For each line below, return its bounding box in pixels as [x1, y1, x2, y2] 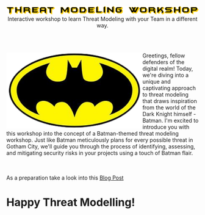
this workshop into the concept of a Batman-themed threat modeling [6, 129, 179, 137]
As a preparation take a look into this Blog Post [6, 174, 124, 181]
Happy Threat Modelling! [6, 195, 135, 209]
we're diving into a [142, 71, 189, 79]
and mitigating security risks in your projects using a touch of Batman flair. [6, 149, 193, 156]
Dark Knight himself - [142, 110, 196, 117]
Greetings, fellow [142, 52, 185, 59]
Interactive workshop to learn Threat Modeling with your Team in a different [7, 15, 198, 23]
